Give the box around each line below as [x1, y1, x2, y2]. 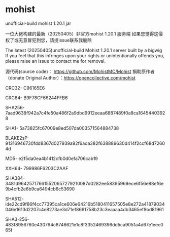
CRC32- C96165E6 [5, 85, 45, 91]
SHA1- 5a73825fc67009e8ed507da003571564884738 [5, 125, 119, 131]
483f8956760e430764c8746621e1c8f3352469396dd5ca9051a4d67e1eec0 [5, 221, 163, 227]
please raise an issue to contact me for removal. [5, 58, 106, 64]
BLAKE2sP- [5, 135, 29, 141]
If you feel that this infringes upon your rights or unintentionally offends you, [5, 52, 164, 59]
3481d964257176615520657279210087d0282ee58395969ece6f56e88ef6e [5, 180, 164, 186]
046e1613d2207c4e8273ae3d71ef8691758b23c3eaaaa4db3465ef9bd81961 [5, 206, 164, 212]
